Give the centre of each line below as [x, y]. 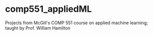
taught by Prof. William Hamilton [38, 28]
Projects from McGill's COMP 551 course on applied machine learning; [76, 23]
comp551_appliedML [49, 9]
